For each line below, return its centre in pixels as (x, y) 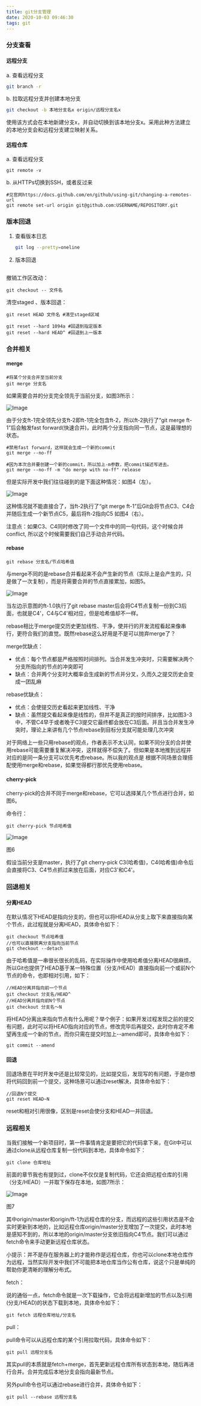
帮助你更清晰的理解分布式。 (40, 1270)
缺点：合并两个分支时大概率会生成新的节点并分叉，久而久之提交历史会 (102, 674)
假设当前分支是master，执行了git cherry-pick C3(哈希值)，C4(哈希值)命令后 (100, 863)
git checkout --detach (34, 949)
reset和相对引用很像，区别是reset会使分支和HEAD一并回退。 (81, 1111)
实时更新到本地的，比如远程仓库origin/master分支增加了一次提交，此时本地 (99, 1226)
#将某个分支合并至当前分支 (34, 377)
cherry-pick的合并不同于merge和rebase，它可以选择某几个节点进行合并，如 (100, 793)
